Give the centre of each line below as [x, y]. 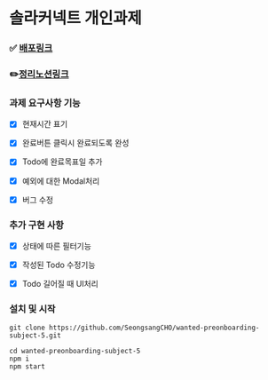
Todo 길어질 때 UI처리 [60, 284]
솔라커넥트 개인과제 [75, 18]
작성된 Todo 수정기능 [59, 265]
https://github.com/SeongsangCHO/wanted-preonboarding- [154, 328]
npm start [28, 367]
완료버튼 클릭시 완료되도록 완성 [75, 143]
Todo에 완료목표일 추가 [63, 162]
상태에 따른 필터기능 [56, 246]
